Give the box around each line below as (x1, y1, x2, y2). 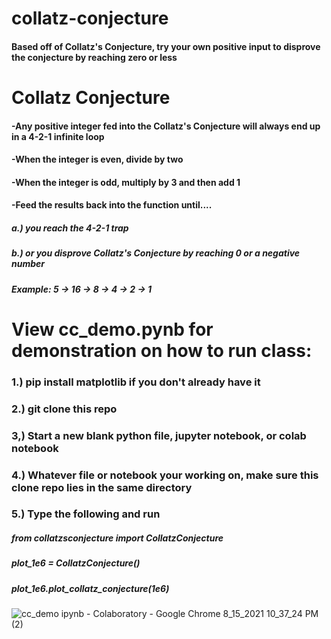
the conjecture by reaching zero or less (11, 51, 178, 63)
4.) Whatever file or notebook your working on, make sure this (11, 468, 319, 482)
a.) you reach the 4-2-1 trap (11, 222, 129, 234)
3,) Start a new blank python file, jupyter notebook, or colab (11, 428, 307, 442)
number (11, 258, 46, 270)
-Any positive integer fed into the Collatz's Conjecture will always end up (11, 120, 321, 132)
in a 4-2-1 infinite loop (11, 130, 105, 142)
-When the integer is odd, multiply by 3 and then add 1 (11, 176, 241, 188)
